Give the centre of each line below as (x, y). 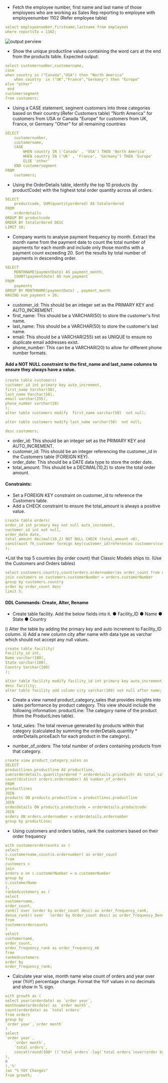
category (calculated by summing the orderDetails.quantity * (75, 731)
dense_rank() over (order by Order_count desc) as (61, 915)
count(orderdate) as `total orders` (43, 1010)
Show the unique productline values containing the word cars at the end (86, 51)
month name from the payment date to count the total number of (79, 242)
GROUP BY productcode (28, 218)
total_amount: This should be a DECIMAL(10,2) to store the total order (84, 467)
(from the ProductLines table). (43, 716)
